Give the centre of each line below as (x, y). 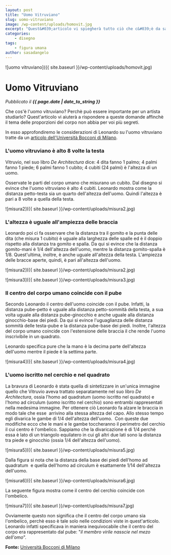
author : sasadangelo (27, 52)
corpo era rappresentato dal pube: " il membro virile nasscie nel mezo (78, 532)
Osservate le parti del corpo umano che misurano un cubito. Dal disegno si (84, 183)
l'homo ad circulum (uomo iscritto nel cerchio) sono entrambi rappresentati (84, 402)
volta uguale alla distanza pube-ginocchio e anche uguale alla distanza (80, 315)
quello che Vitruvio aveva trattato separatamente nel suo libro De (73, 391)
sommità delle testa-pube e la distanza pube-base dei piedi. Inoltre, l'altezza (85, 326)
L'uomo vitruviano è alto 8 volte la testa (55, 151)
